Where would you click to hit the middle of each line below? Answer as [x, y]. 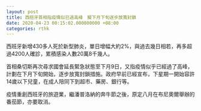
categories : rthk [28, 28]
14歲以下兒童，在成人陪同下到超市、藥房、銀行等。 [69, 82]
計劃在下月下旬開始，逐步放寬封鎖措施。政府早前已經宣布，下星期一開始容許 [100, 74]
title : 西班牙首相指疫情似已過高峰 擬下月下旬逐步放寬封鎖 [71, 17]
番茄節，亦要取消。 [30, 102]
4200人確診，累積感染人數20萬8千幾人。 [62, 54]
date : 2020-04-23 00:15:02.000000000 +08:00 [63, 23]
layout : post [22, 12]
